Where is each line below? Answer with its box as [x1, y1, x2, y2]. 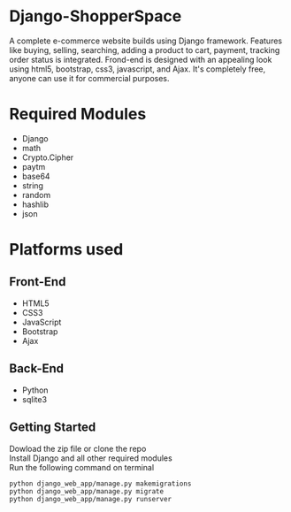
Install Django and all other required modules [9, 453, 172, 463]
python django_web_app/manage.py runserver [9, 494, 172, 503]
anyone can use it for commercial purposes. [9, 73, 170, 83]
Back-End [9, 361, 65, 377]
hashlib [21, 199, 49, 210]
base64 [21, 171, 50, 181]
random [21, 189, 51, 200]
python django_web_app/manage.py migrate [9, 486, 165, 496]
